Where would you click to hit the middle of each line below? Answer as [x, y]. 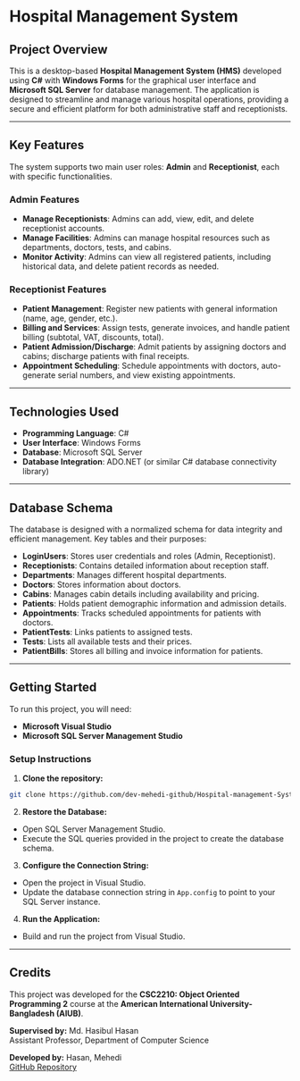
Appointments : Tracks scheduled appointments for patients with [142, 613]
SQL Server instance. [61, 902]
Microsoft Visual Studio [67, 726]
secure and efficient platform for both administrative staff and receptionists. [149, 109]
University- [231, 1003]
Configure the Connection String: [85, 866]
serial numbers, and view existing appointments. [146, 375]
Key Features [47, 145]
